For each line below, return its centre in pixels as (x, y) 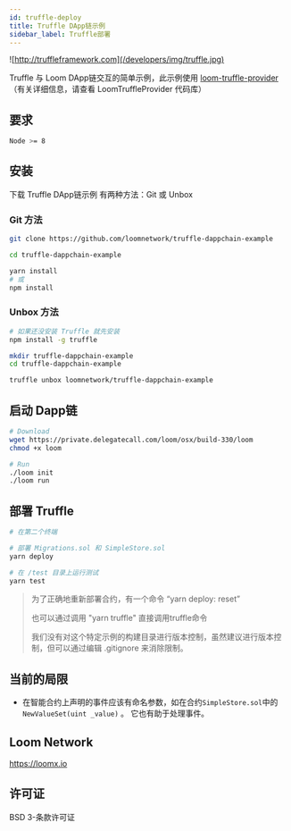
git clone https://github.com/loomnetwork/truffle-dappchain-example (141, 239)
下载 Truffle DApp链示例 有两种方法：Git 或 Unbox (101, 194)
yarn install (33, 271)
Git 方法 (26, 220)
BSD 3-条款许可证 (42, 817)
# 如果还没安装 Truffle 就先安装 (65, 332)
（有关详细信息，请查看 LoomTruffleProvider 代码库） (108, 89)
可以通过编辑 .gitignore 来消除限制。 (122, 648)
